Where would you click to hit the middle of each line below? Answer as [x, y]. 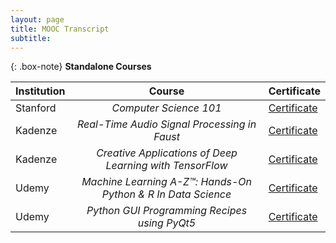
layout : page [37, 19]
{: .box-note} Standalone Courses [81, 67]
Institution [40, 91]
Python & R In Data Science [166, 194]
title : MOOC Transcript [60, 29]
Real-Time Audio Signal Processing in [166, 124]
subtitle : [31, 38]
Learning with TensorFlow [166, 166]
